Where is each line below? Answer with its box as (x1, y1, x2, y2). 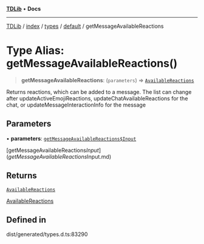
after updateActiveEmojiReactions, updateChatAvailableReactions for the (6, 94, 188, 102)
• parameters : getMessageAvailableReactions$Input (6, 134, 137, 142)
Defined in (6, 214, 47, 225)
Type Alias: (6, 44, 65, 58)
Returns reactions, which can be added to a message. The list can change (6, 88, 192, 96)
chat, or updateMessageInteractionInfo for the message (6, 101, 146, 108)
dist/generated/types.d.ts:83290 (6, 231, 88, 238)
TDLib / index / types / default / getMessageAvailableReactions (6, 22, 164, 30)
